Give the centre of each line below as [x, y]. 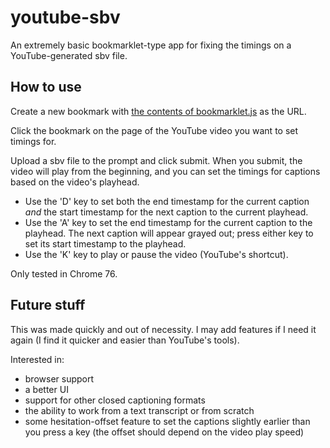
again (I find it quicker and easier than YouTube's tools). [125, 340]
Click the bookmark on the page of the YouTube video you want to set [154, 130]
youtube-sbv [65, 17]
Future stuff [48, 305]
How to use [46, 87]
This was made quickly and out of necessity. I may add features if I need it [163, 329]
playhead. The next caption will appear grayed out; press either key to [169, 233]
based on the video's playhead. [75, 182]
